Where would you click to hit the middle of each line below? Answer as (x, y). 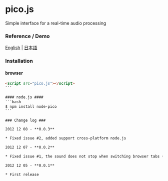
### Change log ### (25, 120)
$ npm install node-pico (31, 106)
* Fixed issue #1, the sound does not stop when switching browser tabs (82, 156)
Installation (19, 61)
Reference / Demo (27, 36)
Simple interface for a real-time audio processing (56, 23)
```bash (13, 102)
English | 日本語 (21, 48)
